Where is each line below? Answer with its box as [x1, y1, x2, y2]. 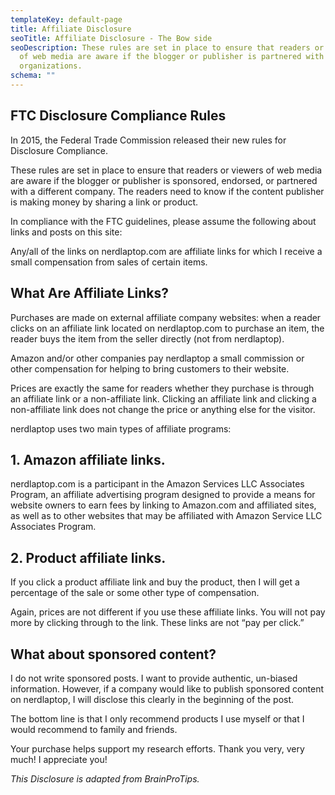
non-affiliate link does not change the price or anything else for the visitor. [10, 403, 316, 415]
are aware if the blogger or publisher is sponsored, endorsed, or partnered [10, 174, 318, 186]
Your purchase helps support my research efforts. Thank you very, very [10, 742, 305, 755]
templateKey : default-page [10, 14, 123, 25]
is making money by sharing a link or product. [10, 196, 199, 208]
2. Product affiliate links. [10, 549, 167, 566]
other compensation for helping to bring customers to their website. [10, 362, 290, 375]
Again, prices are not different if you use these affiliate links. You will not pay [10, 606, 326, 618]
